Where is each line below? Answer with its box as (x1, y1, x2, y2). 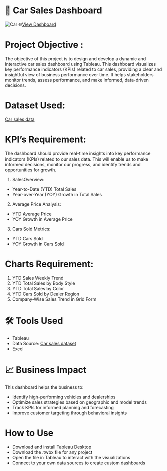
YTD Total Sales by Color (12, 285, 64, 291)
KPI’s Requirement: (5, 134, 86, 145)
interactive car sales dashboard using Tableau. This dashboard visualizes (5, 61, 156, 67)
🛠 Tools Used (5, 315, 63, 326)
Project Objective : (5, 39, 84, 51)
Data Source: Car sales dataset (12, 340, 76, 346)
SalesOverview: (12, 176, 45, 182)
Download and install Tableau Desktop (12, 444, 91, 450)
